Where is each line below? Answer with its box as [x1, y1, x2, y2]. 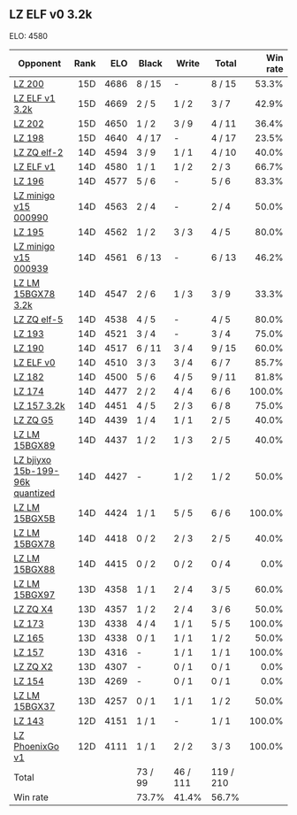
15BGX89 [13, 439, 56, 451]
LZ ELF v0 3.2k [9, 7, 93, 22]
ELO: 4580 [9, 30, 49, 41]
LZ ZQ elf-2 [13, 146, 64, 158]
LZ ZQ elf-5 [13, 313, 64, 326]
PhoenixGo [13, 740, 60, 752]
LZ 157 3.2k [13, 399, 65, 411]
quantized [13, 487, 56, 499]
